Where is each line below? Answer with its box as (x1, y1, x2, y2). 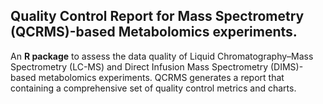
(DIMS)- (269, 60, 304, 73)
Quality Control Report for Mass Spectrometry (10, 8, 305, 25)
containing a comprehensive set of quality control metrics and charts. (10, 82, 297, 94)
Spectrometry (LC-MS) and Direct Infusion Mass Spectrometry (10, 60, 269, 73)
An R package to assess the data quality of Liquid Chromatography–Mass (10, 50, 314, 62)
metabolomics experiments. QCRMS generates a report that (38, 71, 285, 83)
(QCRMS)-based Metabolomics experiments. (10, 24, 298, 41)
